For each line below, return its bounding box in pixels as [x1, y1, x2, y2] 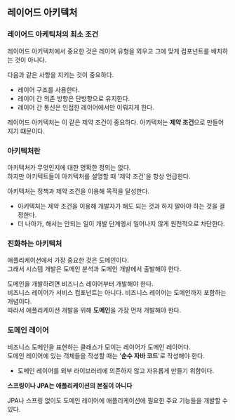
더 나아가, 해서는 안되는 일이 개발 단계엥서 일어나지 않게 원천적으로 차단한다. [17, 219, 226, 228]
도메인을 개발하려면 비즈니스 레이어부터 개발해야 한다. [7, 280, 154, 288]
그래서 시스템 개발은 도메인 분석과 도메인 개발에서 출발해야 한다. [7, 265, 182, 273]
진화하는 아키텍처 [7, 238, 62, 248]
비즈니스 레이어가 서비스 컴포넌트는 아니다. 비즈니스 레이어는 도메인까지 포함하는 [7, 289, 227, 297]
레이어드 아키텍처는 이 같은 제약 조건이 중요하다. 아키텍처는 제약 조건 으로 [7, 118, 206, 126]
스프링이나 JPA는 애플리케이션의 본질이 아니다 [7, 381, 133, 390]
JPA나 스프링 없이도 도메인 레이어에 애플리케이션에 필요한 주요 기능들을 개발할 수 [7, 396, 228, 405]
